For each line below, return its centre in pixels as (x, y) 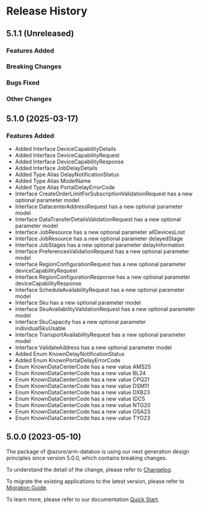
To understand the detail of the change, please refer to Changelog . (89, 469)
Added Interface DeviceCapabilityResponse (69, 162)
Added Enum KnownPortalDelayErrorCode (68, 360)
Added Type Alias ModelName (53, 181)
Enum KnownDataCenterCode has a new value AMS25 (83, 367)
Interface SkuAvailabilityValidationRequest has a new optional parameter (105, 309)
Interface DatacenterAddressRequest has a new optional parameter (99, 206)
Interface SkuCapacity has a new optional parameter (81, 321)
